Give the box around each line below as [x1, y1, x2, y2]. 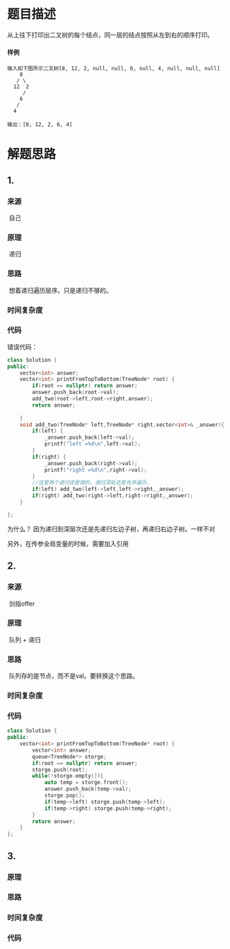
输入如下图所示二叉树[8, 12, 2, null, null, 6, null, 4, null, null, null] [7, 65, 220, 72]
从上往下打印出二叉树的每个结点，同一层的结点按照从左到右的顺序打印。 [7, 31, 213, 39]
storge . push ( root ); [32, 766, 89, 773]
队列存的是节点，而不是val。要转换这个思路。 [8, 672, 139, 680]
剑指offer [8, 599, 35, 608]
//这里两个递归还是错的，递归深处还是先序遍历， [32, 479, 152, 487]
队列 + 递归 [8, 635, 42, 644]
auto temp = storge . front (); [44, 779, 129, 786]
